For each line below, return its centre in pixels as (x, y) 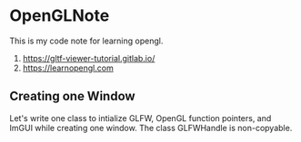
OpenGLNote (60, 16)
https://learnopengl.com (68, 68)
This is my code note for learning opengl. (86, 41)
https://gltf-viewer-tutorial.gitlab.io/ (89, 58)
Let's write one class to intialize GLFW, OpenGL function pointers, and (140, 118)
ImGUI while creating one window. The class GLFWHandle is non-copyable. (151, 128)
